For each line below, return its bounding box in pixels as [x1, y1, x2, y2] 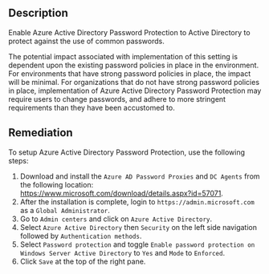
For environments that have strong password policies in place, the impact [8, 68, 251, 79]
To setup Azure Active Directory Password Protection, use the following [8, 147, 245, 157]
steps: [8, 155, 29, 165]
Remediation [8, 126, 74, 139]
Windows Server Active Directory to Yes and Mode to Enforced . [19, 248, 226, 257]
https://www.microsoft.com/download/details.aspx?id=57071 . [19, 188, 223, 198]
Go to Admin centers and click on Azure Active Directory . [19, 214, 213, 224]
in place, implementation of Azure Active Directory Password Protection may [8, 86, 262, 95]
